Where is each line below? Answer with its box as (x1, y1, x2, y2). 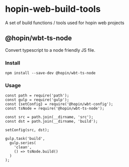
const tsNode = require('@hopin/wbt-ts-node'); (5, 106, 105, 111)
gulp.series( (9, 140, 36, 146)
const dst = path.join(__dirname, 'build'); (5, 119, 98, 124)
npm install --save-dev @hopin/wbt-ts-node (5, 70, 96, 76)
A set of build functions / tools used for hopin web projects (5, 20, 125, 26)
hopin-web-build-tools (5, 3, 101, 15)
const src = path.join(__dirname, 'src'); (5, 115, 94, 120)
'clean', (14, 145, 32, 150)
